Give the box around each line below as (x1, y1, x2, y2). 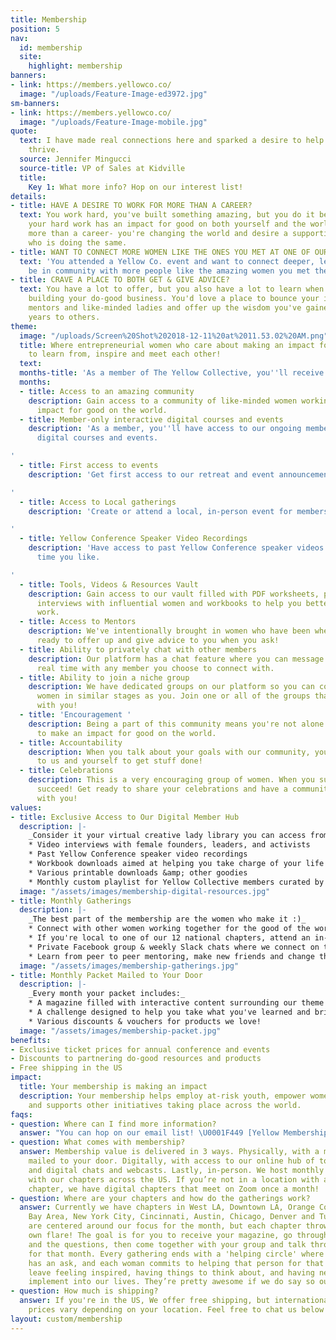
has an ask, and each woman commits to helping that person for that (28, 1258, 325, 1268)
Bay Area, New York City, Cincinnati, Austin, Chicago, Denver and (28, 1212, 315, 1222)
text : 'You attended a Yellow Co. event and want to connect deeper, (19, 256, 315, 266)
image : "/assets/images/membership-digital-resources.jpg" (19, 886, 271, 896)
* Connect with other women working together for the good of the (28, 924, 311, 934)
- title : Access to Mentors (19, 617, 137, 627)
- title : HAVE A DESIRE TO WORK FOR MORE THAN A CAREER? (10, 201, 253, 211)
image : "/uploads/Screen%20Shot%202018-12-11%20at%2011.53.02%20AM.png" (19, 331, 329, 341)
